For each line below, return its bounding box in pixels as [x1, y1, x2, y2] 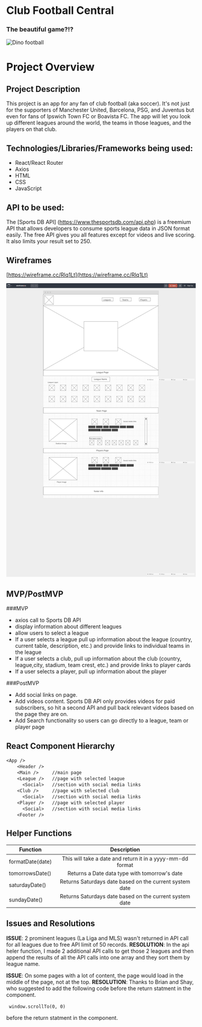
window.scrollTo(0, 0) [8, 1003, 66, 1009]
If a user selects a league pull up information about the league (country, [14, 636, 192, 643]
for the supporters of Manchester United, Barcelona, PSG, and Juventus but [6, 106, 194, 114]
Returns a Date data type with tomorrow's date [67, 869, 183, 877]
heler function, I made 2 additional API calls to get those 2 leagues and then [6, 947, 194, 955]
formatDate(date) [8, 858, 52, 865]
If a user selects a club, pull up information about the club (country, [14, 655, 182, 662]
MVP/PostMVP [6, 589, 64, 599]
